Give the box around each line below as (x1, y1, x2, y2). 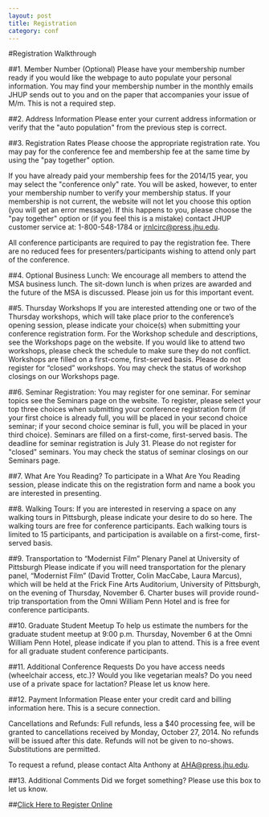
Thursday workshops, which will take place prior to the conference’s (8, 312, 234, 322)
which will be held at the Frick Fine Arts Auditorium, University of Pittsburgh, (8, 580, 261, 589)
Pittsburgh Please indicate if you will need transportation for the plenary (8, 563, 247, 572)
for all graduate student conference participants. (8, 646, 169, 656)
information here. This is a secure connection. (8, 704, 161, 713)
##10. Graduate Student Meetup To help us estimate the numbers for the (8, 621, 249, 630)
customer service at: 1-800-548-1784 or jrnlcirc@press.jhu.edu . (8, 222, 221, 232)
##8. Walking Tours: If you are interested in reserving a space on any (8, 504, 237, 514)
